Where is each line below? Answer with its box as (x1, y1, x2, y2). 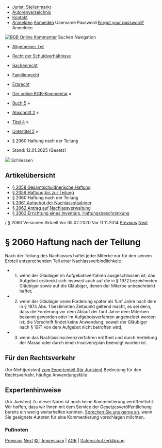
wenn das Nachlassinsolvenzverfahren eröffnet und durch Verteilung (19, 334, 157, 340)
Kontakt (12, 15, 28, 20)
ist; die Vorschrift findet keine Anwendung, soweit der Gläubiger (19, 319, 147, 325)
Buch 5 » (12, 100, 30, 106)
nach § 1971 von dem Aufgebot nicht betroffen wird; (19, 324, 123, 330)
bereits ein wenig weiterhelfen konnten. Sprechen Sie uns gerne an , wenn (5, 409, 153, 415)
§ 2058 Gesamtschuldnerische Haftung (12, 184, 91, 190)
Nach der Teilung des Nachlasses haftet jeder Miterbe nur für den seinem (5, 252, 152, 258)
